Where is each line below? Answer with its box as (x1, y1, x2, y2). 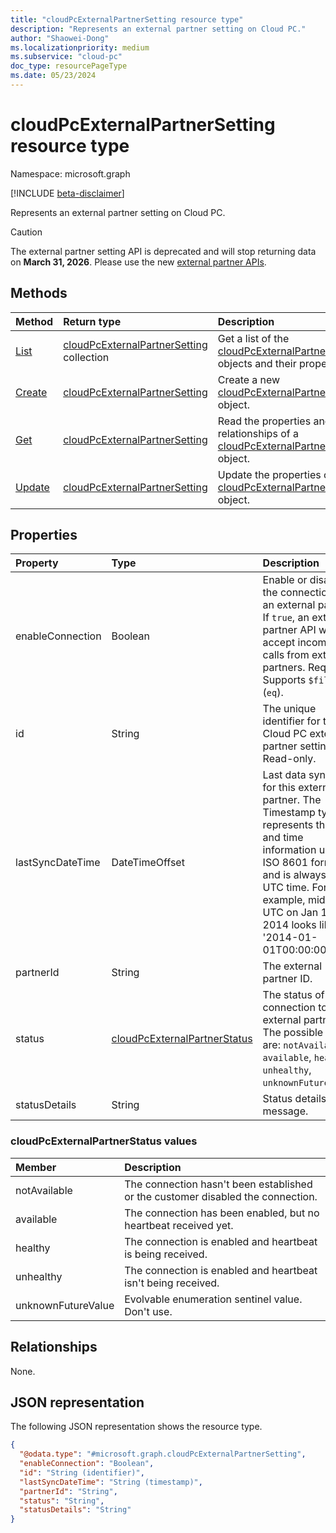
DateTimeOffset (111, 856, 185, 870)
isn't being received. (124, 1276, 220, 1290)
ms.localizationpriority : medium (10, 42, 150, 53)
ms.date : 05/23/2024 (10, 71, 97, 81)
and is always (262, 868, 327, 882)
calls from (262, 648, 310, 662)
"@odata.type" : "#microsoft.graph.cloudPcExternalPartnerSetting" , (19, 1449, 307, 1460)
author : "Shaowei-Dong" (10, 33, 110, 43)
